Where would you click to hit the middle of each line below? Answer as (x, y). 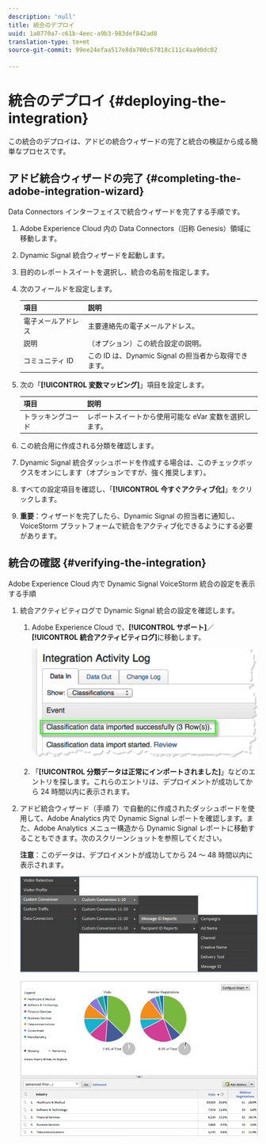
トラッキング (44, 416)
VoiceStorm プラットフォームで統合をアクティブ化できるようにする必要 (136, 526)
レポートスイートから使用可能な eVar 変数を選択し (169, 416)
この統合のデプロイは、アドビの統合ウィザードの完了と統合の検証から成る (129, 141)
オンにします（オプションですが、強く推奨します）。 (126, 472)
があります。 (40, 535)
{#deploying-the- (167, 101)
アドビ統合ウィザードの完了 (76, 179)
